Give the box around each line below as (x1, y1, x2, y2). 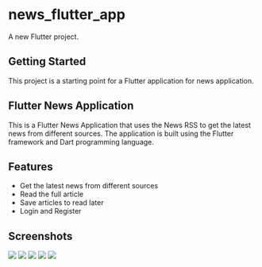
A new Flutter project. (8, 32, 79, 41)
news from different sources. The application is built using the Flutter (8, 129, 234, 138)
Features (8, 160, 53, 173)
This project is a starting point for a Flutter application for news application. (8, 75, 254, 85)
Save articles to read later (19, 198, 104, 207)
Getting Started (8, 55, 87, 68)
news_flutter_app (8, 6, 125, 24)
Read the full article (19, 189, 84, 199)
